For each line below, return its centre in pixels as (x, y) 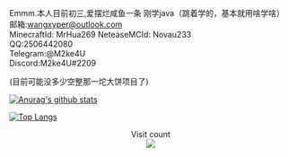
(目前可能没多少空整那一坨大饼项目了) (79, 82)
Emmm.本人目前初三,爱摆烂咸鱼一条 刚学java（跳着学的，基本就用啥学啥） (147, 13)
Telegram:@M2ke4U (48, 53)
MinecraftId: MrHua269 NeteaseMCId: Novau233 (100, 35)
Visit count (151, 134)
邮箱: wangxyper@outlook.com (66, 24)
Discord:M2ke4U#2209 (53, 63)
